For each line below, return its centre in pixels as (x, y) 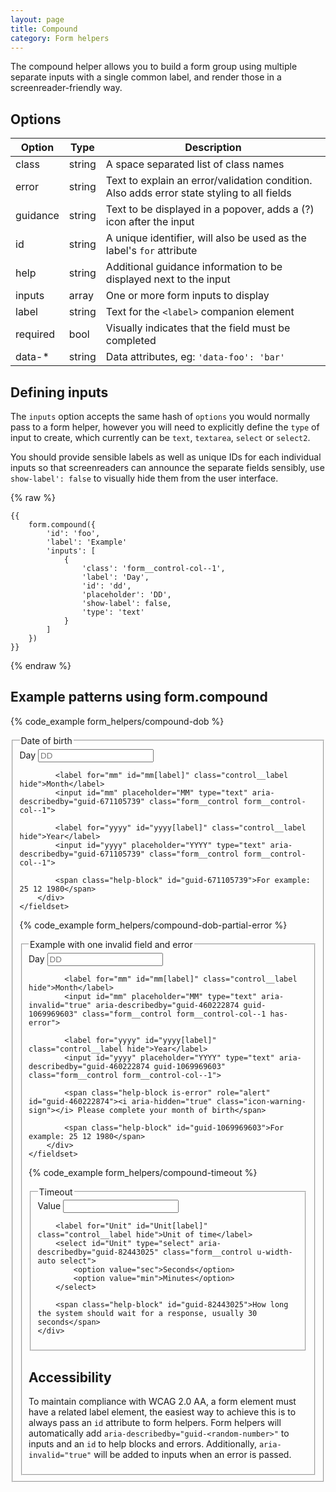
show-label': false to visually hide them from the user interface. (144, 478)
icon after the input (150, 222)
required (35, 334)
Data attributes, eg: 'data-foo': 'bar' (195, 357)
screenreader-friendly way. (66, 88)
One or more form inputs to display (187, 296)
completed (131, 341)
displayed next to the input (168, 279)
